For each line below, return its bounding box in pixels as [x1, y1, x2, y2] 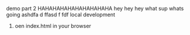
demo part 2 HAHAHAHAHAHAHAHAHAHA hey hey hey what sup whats [6, 5, 184, 12]
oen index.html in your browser [14, 23, 91, 29]
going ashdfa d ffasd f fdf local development [6, 11, 116, 18]
